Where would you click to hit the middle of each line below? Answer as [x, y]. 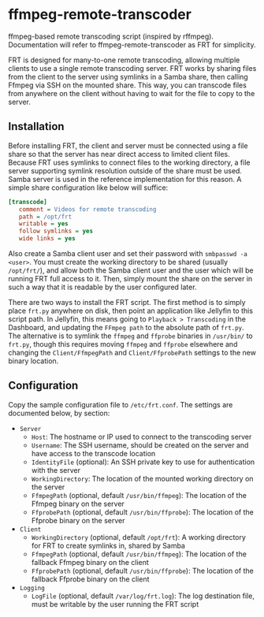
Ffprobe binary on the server [78, 520]
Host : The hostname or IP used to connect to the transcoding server [141, 437]
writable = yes [43, 224]
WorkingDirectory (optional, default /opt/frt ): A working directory [139, 537]
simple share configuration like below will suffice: [88, 188]
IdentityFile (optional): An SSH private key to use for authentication [143, 462]
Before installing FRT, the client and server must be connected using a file [128, 145]
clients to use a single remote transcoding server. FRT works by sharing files [132, 68]
